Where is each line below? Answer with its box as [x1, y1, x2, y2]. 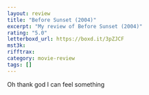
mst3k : [7, 42, 26, 49]
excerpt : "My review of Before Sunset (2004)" [7, 23, 143, 30]
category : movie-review [7, 55, 76, 62]
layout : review [7, 10, 51, 17]
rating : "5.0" [7, 29, 48, 36]
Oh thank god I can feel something [7, 80, 105, 88]
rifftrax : [7, 49, 36, 56]
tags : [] [7, 61, 32, 68]
